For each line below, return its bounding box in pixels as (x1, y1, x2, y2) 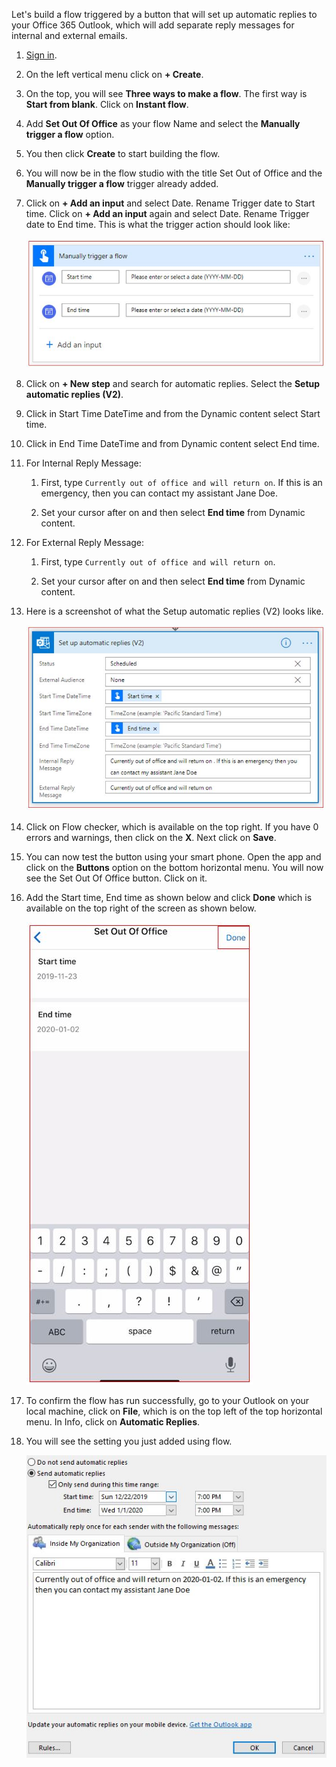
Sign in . (25, 49, 58, 61)
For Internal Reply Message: (25, 457, 142, 469)
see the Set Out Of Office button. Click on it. (25, 872, 208, 884)
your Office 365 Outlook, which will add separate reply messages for (11, 19, 295, 31)
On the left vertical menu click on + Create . (25, 69, 204, 80)
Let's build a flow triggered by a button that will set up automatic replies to (11, 9, 318, 20)
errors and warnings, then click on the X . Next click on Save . (25, 832, 277, 844)
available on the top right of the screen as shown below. (25, 902, 257, 914)
